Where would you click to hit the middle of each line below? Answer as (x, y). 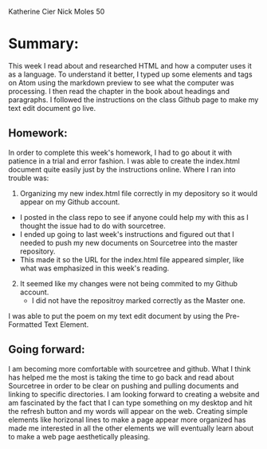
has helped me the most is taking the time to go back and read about (121, 377)
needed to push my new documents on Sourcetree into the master (129, 242)
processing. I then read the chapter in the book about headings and (119, 91)
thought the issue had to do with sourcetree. (92, 226)
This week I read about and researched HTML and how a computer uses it (130, 65)
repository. (37, 251)
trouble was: (29, 178)
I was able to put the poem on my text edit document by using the (116, 316)
